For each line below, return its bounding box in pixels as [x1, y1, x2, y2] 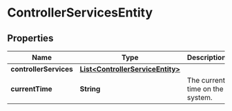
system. [186, 93, 213, 102]
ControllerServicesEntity [7, 5, 153, 21]
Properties [7, 32, 54, 44]
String [79, 84, 101, 94]
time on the [186, 84, 224, 94]
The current [186, 76, 226, 85]
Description [186, 53, 226, 62]
